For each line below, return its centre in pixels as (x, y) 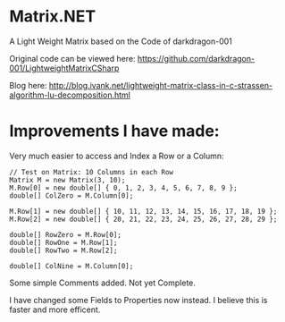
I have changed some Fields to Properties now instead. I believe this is (138, 300)
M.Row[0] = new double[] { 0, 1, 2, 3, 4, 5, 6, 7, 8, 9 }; (124, 188)
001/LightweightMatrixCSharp (64, 68)
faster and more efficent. (55, 309)
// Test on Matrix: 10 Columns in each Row (92, 172)
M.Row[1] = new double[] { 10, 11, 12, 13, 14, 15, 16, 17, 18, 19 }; (143, 211)
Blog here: (28, 85)
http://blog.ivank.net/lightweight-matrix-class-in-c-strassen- (161, 85)
